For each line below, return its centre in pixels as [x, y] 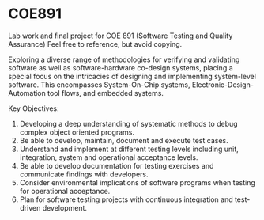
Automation [27, 93]
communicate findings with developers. [84, 174]
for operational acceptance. [65, 191]
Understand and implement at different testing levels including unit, [129, 149]
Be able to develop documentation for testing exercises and [117, 165]
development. [65, 207]
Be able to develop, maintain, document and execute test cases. [124, 140]
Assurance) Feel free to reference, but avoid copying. [95, 44]
